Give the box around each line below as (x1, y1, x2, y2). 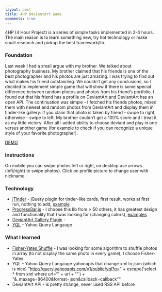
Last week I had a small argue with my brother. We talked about (5, 63, 132, 69)
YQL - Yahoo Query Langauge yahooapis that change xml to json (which (12, 260, 157, 266)
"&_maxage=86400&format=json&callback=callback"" (12, 276, 121, 282)
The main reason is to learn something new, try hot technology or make (5, 34, 147, 40)
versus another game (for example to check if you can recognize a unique (5, 125, 153, 131)
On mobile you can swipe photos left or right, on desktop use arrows (5, 162, 142, 168)
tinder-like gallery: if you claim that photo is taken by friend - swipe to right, (5, 109, 156, 115)
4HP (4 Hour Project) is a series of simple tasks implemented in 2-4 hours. (5, 30, 154, 35)
